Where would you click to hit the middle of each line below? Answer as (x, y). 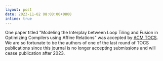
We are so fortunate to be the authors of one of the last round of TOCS (77, 43)
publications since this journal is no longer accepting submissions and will (80, 48)
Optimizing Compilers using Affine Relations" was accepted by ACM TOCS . (81, 38)
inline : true (19, 19)
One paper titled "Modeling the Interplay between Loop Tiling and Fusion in (81, 33)
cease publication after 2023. (35, 53)
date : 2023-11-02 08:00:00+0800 (38, 14)
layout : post (19, 10)
